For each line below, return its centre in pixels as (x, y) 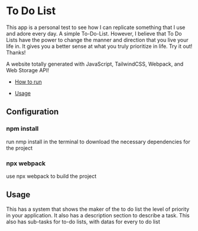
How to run (28, 82)
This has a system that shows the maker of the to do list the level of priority (98, 209)
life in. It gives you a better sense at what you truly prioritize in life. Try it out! (99, 46)
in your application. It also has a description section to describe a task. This (98, 215)
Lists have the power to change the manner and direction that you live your (98, 40)
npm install (22, 129)
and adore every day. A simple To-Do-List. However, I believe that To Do (94, 33)
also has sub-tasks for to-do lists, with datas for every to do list (83, 222)
